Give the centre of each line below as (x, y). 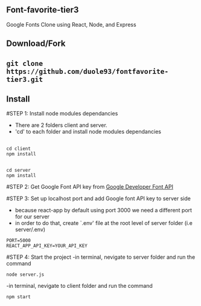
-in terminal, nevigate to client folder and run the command (79, 286)
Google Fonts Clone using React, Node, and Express (72, 24)
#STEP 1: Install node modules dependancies (62, 114)
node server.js (25, 275)
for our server (32, 216)
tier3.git (25, 79)
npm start (19, 297)
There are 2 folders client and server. (61, 125)
